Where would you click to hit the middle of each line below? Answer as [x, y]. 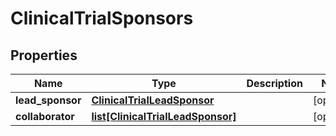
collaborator [45, 116]
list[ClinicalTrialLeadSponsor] [164, 116]
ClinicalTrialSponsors [102, 18]
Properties [44, 55]
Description [274, 83]
